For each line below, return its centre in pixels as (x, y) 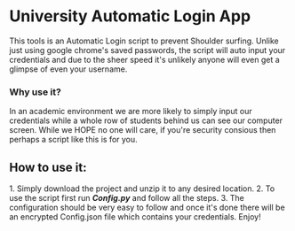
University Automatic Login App (130, 16)
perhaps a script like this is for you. (73, 140)
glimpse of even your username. (68, 69)
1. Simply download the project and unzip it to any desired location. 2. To (142, 189)
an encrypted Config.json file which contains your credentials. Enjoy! (135, 217)
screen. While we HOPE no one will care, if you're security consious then (143, 130)
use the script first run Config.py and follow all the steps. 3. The (127, 198)
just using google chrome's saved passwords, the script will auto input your (147, 50)
